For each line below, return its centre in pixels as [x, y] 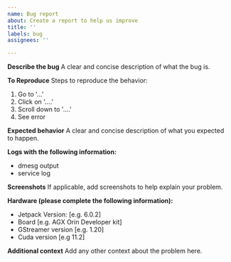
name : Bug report [33, 14]
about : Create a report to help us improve [73, 21]
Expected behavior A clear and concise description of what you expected [116, 131]
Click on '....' [36, 102]
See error [32, 117]
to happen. [23, 138]
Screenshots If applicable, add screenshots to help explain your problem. [115, 187]
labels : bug [25, 34]
